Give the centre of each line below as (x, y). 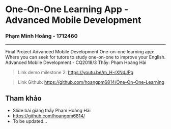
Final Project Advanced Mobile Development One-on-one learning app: (80, 52)
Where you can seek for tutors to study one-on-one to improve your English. (85, 57)
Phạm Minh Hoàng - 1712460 (41, 36)
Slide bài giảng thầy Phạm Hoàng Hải (51, 111)
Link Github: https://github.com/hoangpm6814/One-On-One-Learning (91, 82)
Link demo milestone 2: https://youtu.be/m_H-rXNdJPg (76, 73)
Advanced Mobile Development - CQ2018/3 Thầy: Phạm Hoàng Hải (76, 62)
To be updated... (30, 121)
